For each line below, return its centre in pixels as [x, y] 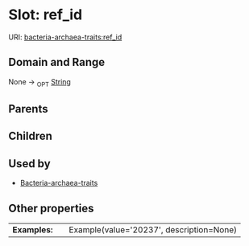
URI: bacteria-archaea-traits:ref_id [65, 37]
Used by [29, 164]
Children [30, 136]
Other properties [51, 208]
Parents [28, 109]
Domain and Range [57, 62]
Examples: [33, 229]
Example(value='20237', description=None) [153, 229]
